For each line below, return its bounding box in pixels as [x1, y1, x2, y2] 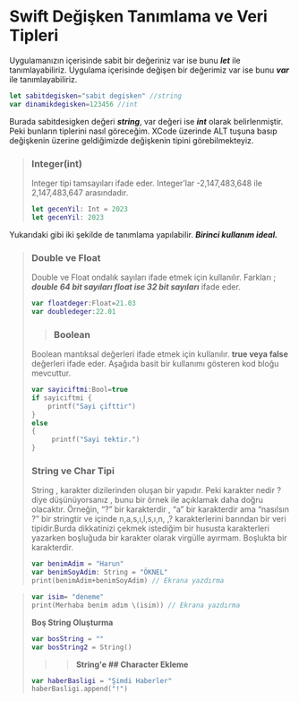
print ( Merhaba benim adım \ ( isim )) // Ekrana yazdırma [30, 601, 241, 610]
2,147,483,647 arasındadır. [30, 186, 129, 198]
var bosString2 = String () [30, 643, 132, 652]
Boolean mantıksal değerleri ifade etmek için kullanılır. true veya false [30, 349, 289, 360]
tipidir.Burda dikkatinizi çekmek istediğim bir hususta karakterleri [30, 523, 270, 534]
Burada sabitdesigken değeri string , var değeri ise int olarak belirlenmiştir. [9, 116, 284, 126]
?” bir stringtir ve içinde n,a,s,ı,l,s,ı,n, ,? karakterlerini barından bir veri [30, 514, 286, 524]
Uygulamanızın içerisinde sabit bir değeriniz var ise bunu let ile [9, 55, 242, 65]
